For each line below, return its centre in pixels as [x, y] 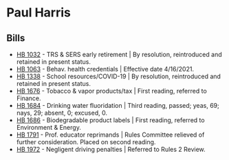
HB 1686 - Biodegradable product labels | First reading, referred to [110, 120]
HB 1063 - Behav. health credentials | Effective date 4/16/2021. [105, 69]
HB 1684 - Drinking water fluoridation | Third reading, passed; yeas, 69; [118, 105]
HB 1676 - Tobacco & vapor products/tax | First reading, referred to [111, 91]
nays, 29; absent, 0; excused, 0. [62, 113]
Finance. [29, 98]
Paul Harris [39, 13]
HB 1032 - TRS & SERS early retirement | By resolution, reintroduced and [119, 54]
